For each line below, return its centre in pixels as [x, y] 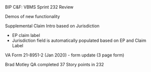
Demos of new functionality [33, 16]
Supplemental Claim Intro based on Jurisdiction [52, 26]
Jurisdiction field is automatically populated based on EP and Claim [79, 40]
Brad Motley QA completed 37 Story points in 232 [54, 64]
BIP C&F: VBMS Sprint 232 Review [39, 7]
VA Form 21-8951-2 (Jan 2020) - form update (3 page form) [65, 55]
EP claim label [26, 35]
